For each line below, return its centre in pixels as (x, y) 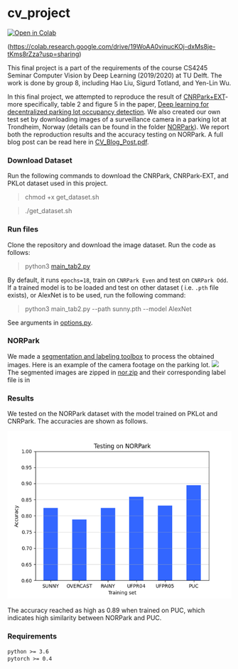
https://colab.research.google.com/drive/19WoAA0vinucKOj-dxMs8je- (113, 46)
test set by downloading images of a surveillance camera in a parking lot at (117, 119)
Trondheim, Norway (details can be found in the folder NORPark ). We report (118, 126)
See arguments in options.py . (50, 322)
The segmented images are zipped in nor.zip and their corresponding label (117, 372)
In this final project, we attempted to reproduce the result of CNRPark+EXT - (118, 97)
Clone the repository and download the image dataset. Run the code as (112, 245)
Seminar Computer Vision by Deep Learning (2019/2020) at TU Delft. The (115, 75)
